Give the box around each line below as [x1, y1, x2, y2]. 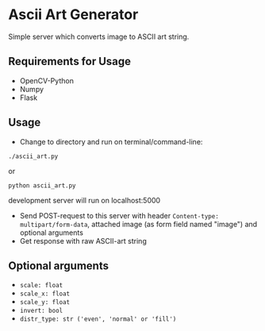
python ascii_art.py [8, 181, 77, 190]
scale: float [19, 282, 63, 290]
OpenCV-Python [19, 75, 74, 85]
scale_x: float [19, 290, 71, 298]
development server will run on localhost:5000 [8, 195, 161, 205]
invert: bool [19, 307, 63, 315]
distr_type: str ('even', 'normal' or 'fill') [19, 315, 177, 323]
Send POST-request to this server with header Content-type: [19, 210, 220, 220]
